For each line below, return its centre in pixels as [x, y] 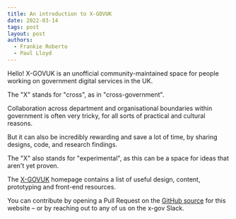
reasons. [20, 123]
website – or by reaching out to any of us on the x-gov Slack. [96, 208]
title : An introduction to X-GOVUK [60, 14]
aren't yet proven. [33, 165]
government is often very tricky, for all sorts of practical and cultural [106, 116]
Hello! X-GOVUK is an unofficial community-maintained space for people [113, 73]
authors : [20, 40]
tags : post [23, 27]
